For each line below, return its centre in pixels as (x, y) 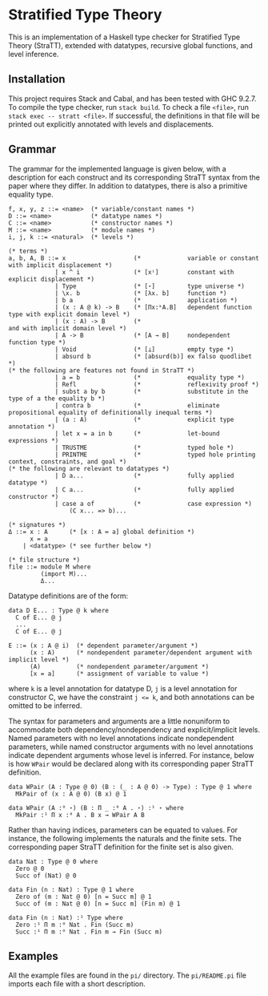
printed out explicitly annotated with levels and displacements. (111, 124)
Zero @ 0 (30, 868)
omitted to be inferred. (45, 705)
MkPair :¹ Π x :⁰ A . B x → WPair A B (80, 815)
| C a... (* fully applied (144, 490)
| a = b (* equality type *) (150, 377)
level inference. (34, 54)
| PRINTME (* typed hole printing (155, 455)
